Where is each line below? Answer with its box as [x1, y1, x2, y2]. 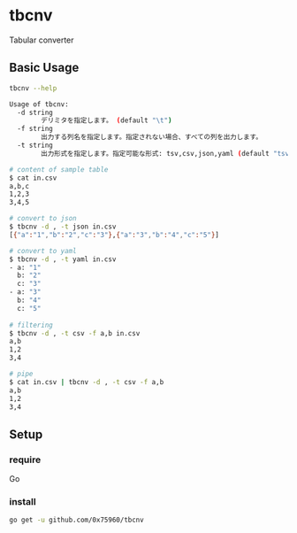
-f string [17, 125, 53, 134]
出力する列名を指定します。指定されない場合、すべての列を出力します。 [41, 133, 263, 142]
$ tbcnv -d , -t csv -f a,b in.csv [9, 328, 141, 337]
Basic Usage [9, 60, 80, 75]
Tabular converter [9, 35, 74, 45]
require [9, 453, 42, 466]
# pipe [9, 369, 34, 378]
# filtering [9, 321, 53, 329]
